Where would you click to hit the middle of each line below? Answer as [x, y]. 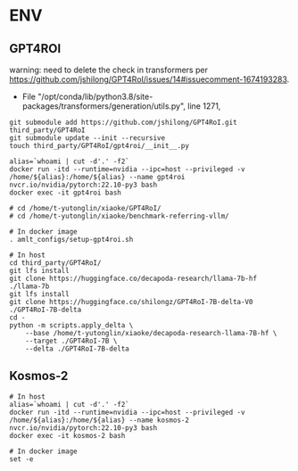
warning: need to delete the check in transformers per [108, 70]
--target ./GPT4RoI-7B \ [71, 341]
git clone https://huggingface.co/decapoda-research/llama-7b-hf [133, 278]
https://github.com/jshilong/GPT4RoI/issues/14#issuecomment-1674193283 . [149, 79]
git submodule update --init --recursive [87, 138]
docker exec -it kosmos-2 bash [67, 435]
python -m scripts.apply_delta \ [71, 326]
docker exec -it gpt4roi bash [66, 193]
